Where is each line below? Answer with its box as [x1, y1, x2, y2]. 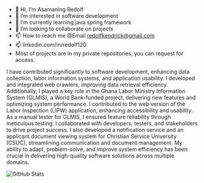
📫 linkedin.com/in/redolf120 [15, 41, 86, 48]
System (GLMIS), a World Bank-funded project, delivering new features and [6, 94, 196, 101]
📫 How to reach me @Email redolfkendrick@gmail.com [15, 32, 155, 39]
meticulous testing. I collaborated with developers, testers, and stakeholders [6, 120, 198, 127]
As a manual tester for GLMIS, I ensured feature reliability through [6, 113, 171, 120]
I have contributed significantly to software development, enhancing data [6, 68, 190, 75]
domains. [6, 159, 30, 165]
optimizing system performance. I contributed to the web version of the [6, 100, 186, 108]
